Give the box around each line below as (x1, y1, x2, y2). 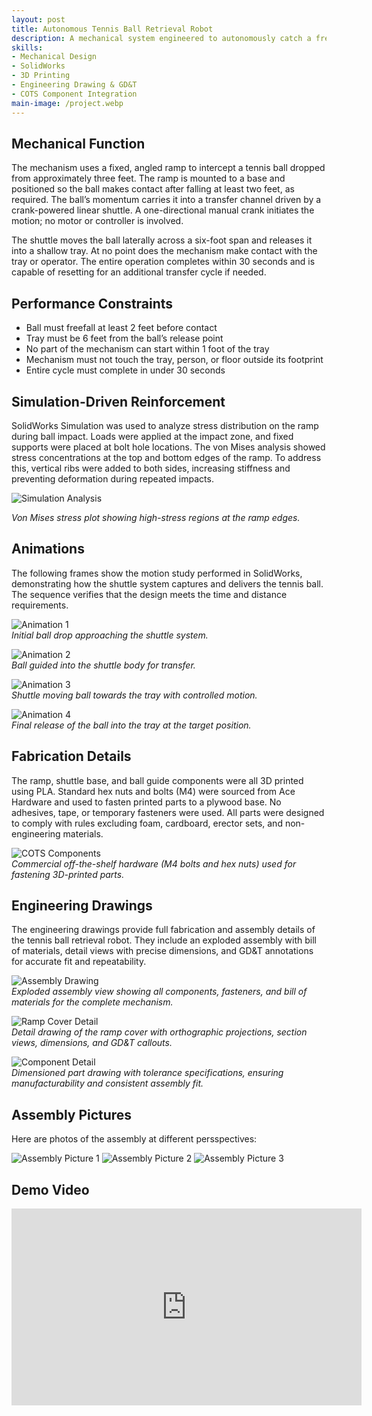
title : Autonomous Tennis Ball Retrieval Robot (11, 24, 214, 34)
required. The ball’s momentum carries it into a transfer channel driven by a (11, 194, 322, 206)
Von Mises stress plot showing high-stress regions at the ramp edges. (11, 511, 301, 523)
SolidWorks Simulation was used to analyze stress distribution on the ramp (11, 419, 319, 431)
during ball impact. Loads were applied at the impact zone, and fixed (11, 430, 294, 442)
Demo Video (11, 1181, 90, 1198)
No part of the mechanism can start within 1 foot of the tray (25, 343, 270, 355)
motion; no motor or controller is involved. (11, 215, 184, 227)
